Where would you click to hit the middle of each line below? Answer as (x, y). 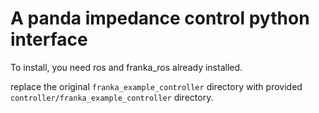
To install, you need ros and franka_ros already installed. (126, 67)
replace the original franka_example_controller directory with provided (156, 86)
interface (49, 39)
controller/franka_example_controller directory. (112, 97)
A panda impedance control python (160, 18)
